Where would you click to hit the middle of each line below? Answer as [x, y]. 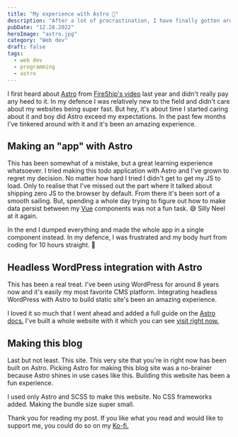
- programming [34, 67]
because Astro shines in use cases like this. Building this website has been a [119, 375]
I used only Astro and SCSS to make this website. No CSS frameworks [110, 396]
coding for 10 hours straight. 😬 [51, 245]
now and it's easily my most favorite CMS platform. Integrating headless [112, 292]
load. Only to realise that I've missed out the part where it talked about [110, 186]
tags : [15, 54]
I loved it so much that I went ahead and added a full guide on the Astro [112, 313]
